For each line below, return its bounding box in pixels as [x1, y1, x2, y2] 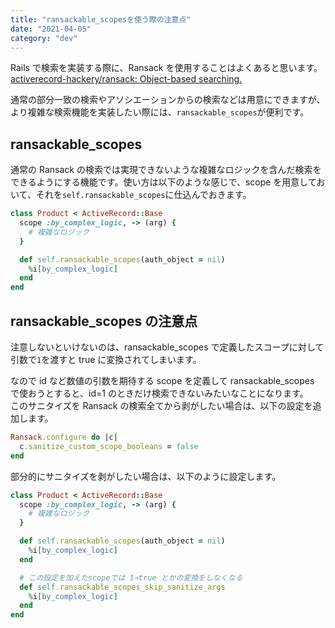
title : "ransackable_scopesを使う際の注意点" [10, 14, 192, 25]
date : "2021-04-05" [10, 24, 92, 34]
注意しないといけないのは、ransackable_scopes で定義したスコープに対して [10, 341, 325, 353]
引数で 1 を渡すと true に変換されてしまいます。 [10, 354, 202, 365]
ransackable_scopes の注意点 [10, 312, 198, 330]
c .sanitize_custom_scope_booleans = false [19, 441, 199, 451]
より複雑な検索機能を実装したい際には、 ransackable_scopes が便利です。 [10, 106, 310, 118]
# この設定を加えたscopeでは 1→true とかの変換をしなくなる [19, 572, 243, 583]
